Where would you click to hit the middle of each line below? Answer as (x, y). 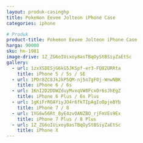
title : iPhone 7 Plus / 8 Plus (57, 119)
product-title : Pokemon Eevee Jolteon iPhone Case (72, 40)
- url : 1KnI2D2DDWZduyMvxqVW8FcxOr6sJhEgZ (66, 91)
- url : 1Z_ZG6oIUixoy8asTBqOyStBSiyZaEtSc (66, 125)
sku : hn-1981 (23, 51)
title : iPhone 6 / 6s (44, 85)
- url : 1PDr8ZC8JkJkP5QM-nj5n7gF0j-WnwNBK (66, 80)
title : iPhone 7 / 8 (43, 108)
